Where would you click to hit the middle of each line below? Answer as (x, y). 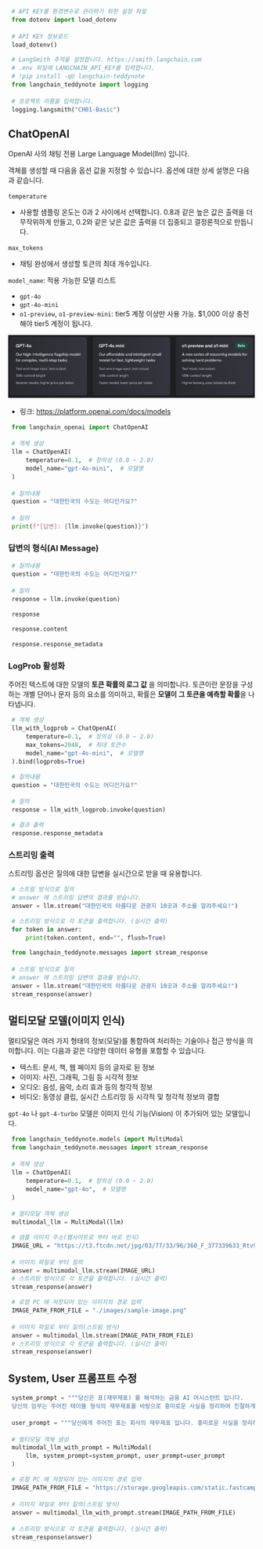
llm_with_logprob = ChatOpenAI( (64, 729)
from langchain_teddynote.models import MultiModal (97, 1139)
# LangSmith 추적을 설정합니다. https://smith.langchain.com (106, 60)
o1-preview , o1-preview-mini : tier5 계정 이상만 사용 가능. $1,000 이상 (127, 314)
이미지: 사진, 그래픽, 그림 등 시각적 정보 (79, 1077)
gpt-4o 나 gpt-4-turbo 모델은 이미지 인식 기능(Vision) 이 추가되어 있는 (116, 1114)
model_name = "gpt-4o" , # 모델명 (76, 1189)
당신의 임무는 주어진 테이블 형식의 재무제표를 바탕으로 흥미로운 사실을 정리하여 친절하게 (133, 1406)
